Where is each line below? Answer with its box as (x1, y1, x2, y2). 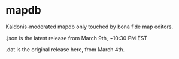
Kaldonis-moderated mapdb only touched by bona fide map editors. (5, 23, 174, 30)
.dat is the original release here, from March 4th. (5, 45, 125, 53)
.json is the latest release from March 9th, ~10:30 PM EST (5, 34, 148, 41)
